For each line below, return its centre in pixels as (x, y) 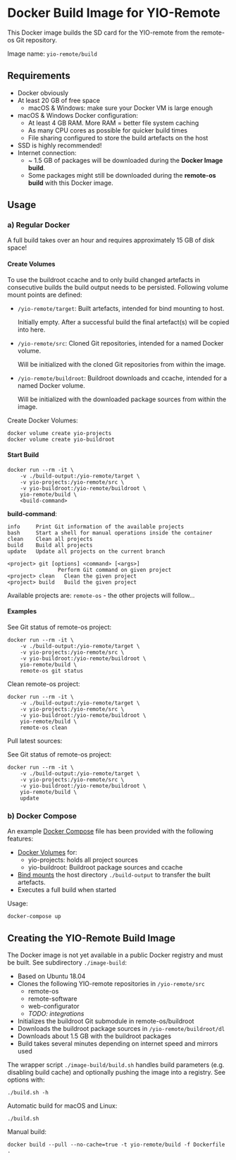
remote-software (52, 999)
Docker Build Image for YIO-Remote (114, 13)
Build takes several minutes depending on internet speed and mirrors (118, 1044)
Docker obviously (43, 92)
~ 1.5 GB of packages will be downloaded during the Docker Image (125, 160)
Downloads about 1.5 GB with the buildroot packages (94, 1036)
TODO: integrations (56, 1014)
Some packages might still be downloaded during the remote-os (122, 175)
